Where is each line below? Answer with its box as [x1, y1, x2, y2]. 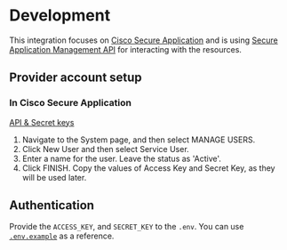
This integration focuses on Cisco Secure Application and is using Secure [9, 35, 278, 45]
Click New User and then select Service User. [21, 143, 189, 154]
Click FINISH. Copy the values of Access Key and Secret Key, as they [21, 162, 275, 173]
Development [9, 5, 111, 26]
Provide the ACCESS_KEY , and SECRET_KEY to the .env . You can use [9, 222, 244, 232]
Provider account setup [9, 70, 142, 85]
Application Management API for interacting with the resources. [9, 44, 243, 54]
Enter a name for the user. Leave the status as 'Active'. [21, 153, 222, 164]
